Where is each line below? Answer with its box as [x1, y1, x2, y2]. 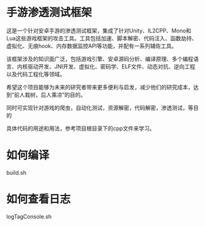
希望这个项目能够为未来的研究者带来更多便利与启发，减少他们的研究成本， [6, 83, 193, 90]
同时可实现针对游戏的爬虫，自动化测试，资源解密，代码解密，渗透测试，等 [6, 104, 193, 111]
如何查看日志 [6, 192, 71, 206]
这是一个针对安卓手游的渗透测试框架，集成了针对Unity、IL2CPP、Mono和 [6, 27, 192, 34]
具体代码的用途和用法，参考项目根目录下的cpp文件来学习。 [6, 125, 156, 132]
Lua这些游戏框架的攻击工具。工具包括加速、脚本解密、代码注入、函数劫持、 [6, 34, 198, 42]
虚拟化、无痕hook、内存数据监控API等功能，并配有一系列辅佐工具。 [6, 42, 178, 49]
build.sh [6, 169, 26, 176]
